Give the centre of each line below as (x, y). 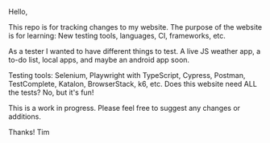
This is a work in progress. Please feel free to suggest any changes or (124, 108)
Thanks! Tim (29, 132)
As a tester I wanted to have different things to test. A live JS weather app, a (135, 51)
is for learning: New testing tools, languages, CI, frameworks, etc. (117, 36)
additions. (25, 116)
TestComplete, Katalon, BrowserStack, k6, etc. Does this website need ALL (133, 84)
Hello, (18, 12)
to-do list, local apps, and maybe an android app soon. (99, 60)
